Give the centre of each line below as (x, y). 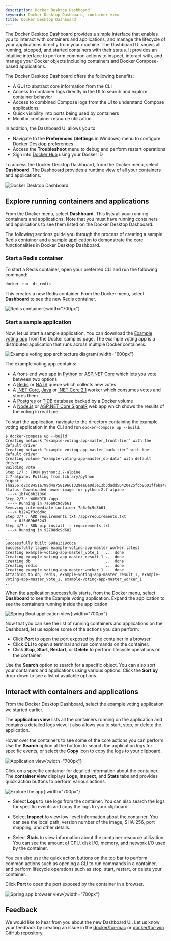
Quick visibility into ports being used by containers (66, 113)
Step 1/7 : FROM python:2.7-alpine (43, 472)
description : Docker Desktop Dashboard (48, 10)
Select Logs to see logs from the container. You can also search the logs (89, 801)
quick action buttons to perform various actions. (56, 781)
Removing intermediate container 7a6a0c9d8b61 (55, 508)
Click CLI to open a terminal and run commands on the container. (81, 644)
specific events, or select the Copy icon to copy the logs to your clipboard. (83, 751)
